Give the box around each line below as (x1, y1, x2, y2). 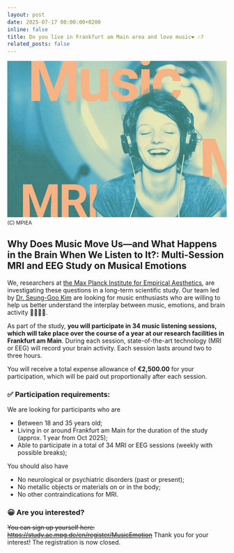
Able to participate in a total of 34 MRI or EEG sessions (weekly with (17, 441, 213, 449)
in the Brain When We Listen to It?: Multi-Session (7, 249, 224, 261)
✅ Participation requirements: (7, 389, 110, 399)
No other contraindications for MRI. (17, 490, 119, 498)
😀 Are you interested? (7, 507, 85, 517)
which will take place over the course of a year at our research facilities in (7, 329, 225, 337)
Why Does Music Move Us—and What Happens (7, 238, 217, 250)
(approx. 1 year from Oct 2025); (17, 433, 108, 442)
